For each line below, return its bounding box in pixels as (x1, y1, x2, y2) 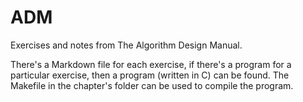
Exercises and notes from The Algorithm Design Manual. (10, 39, 243, 51)
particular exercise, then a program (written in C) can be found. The (10, 69, 290, 81)
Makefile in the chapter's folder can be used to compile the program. (10, 79, 294, 91)
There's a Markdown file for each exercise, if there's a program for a (10, 58, 292, 70)
